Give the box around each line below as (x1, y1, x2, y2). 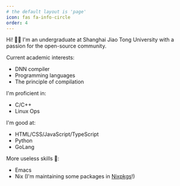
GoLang (14, 144, 35, 151)
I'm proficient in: (6, 90, 46, 97)
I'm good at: (6, 119, 36, 126)
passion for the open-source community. (6, 42, 107, 49)
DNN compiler (14, 66, 50, 73)
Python (14, 137, 33, 144)
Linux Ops (14, 108, 40, 115)
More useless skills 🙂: (6, 155, 60, 162)
